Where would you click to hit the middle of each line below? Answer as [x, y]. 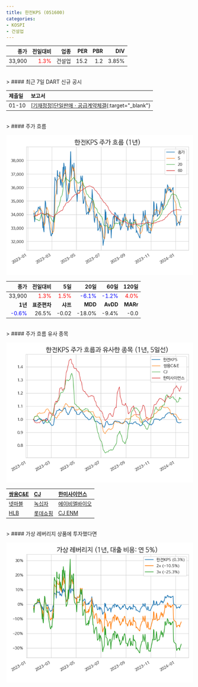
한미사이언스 [73, 494]
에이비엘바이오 [75, 504]
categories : [21, 19]
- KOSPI [16, 25]
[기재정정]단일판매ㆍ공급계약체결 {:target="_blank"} [90, 106]
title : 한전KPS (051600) [36, 12]
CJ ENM [68, 513]
